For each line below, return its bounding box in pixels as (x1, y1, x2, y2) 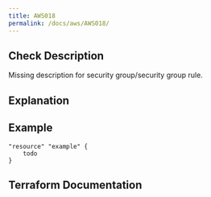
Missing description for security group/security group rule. (8, 70, 203, 80)
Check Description (8, 49, 105, 63)
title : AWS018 (8, 11, 56, 20)
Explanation (8, 93, 70, 107)
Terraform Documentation (8, 178, 143, 191)
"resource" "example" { (8, 142, 89, 150)
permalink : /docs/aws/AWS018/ (8, 19, 110, 27)
